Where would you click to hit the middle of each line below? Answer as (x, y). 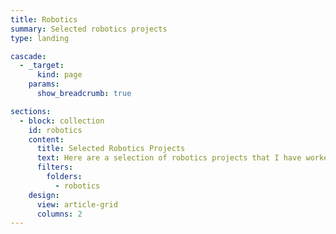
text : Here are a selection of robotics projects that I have (169, 158)
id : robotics (55, 130)
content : (46, 139)
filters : (55, 167)
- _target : (42, 66)
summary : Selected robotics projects (89, 29)
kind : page (59, 75)
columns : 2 (59, 214)
